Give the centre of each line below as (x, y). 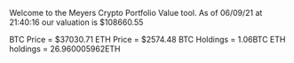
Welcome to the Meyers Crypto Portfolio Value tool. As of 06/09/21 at (136, 13)
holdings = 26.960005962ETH (65, 49)
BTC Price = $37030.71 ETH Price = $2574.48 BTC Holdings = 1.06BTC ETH (147, 39)
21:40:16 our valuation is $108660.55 (76, 22)
